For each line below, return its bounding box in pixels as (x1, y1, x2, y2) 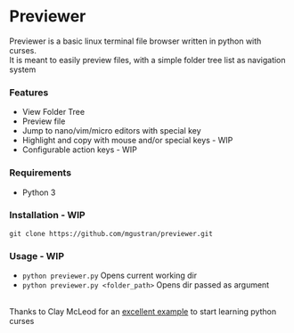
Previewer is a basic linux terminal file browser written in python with (9, 36, 262, 46)
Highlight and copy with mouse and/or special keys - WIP (21, 135, 233, 146)
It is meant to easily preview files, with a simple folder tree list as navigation (9, 54, 287, 65)
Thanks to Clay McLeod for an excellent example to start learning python (9, 306, 277, 317)
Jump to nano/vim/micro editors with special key (21, 126, 202, 136)
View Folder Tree (21, 107, 86, 118)
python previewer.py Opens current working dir (21, 270, 198, 281)
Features (9, 86, 49, 99)
